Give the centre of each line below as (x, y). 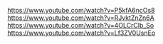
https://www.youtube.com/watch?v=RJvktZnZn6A (81, 18)
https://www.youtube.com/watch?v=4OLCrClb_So (81, 25)
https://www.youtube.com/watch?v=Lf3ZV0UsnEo (81, 33)
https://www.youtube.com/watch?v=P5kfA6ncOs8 (81, 10)
